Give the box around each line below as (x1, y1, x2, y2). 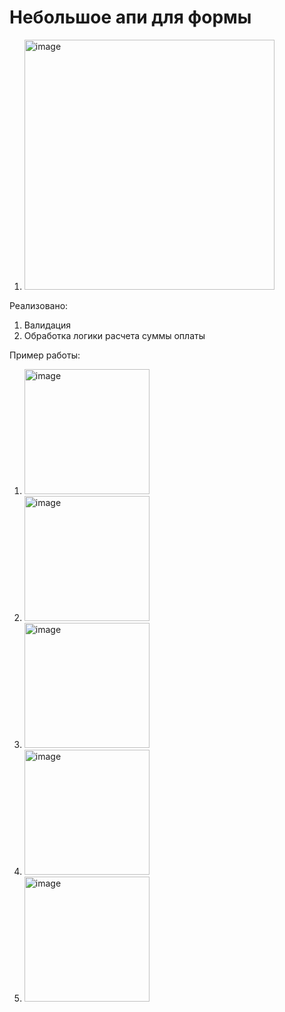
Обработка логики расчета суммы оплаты (23, 329, 206, 341)
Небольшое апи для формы (9, 6, 252, 29)
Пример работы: (9, 349, 81, 361)
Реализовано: (9, 299, 69, 311)
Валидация (23, 319, 71, 331)
